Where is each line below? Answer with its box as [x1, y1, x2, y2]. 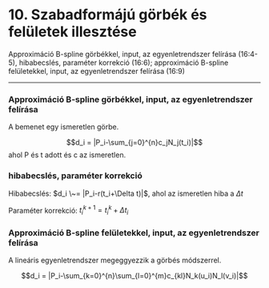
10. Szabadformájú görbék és [8, 6, 207, 24]
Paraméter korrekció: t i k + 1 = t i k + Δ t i [8, 204, 129, 217]
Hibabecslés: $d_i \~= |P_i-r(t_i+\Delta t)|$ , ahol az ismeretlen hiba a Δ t [8, 189, 244, 198]
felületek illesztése [8, 22, 138, 41]
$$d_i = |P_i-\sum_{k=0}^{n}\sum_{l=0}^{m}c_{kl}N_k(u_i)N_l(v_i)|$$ [21, 271, 248, 281]
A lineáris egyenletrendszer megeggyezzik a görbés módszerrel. [8, 255, 222, 266]
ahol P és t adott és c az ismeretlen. [8, 150, 126, 160]
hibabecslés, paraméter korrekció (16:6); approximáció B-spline [18, 58, 229, 67]
